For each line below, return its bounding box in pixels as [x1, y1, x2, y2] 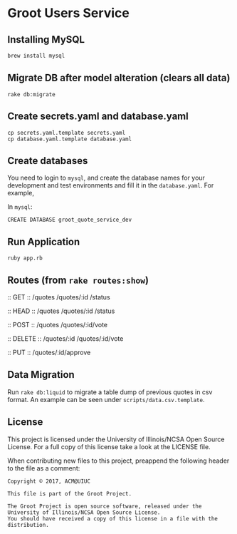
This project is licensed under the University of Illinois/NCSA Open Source [7, 435, 225, 443]
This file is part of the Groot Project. [7, 490, 132, 497]
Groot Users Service [7, 5, 130, 21]
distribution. [7, 521, 50, 528]
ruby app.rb [7, 255, 43, 262]
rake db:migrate [7, 91, 56, 98]
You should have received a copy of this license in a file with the [7, 515, 218, 522]
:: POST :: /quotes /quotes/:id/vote [7, 320, 108, 329]
